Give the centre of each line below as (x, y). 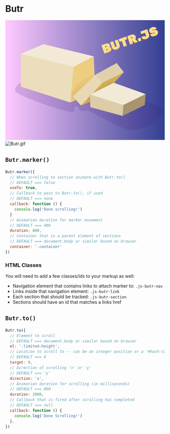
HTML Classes (24, 265)
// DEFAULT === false (33, 183)
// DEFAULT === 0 (28, 357)
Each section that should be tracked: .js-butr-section (69, 297)
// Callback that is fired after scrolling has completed (72, 400)
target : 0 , (21, 363)
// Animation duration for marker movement (56, 220)
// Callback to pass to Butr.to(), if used (56, 193)
